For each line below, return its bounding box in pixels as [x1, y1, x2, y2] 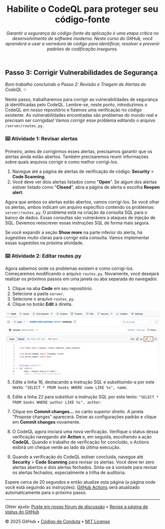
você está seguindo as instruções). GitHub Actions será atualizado [5, 484, 140, 490]
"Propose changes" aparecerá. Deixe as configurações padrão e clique [12, 414, 157, 420]
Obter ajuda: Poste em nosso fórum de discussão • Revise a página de [5, 503, 148, 509]
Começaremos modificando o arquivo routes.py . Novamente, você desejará [5, 270, 159, 276]
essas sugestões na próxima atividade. [5, 240, 84, 246]
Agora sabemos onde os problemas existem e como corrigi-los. [5, 265, 134, 271]
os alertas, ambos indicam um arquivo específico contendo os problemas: [5, 204, 155, 210]
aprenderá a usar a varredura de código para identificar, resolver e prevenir [5, 40, 160, 46]
